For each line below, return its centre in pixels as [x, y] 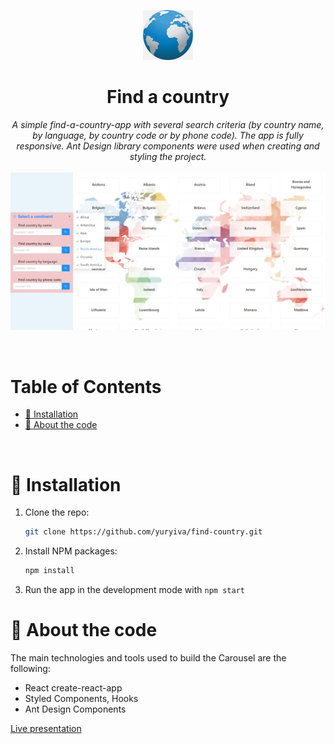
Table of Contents [86, 386]
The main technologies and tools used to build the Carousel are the [148, 657]
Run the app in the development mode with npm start [134, 590]
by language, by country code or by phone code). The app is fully [168, 135]
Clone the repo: [57, 512]
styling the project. [168, 156]
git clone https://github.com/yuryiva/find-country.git [143, 532]
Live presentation [46, 728]
